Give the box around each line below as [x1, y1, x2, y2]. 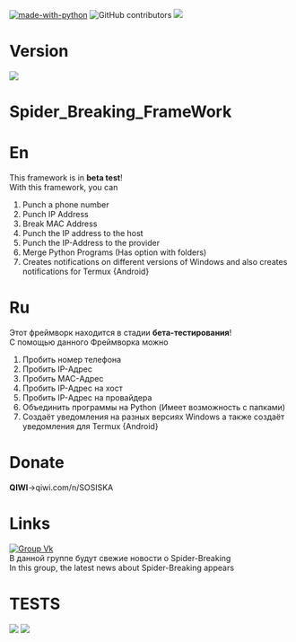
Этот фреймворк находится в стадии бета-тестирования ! [9, 328, 232, 338]
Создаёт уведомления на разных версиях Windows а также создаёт [22, 411, 285, 422]
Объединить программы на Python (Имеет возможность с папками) [22, 402, 285, 412]
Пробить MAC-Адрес [22, 374, 104, 383]
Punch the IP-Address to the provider [22, 238, 160, 249]
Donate [9, 453, 65, 473]
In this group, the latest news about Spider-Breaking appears [9, 562, 235, 573]
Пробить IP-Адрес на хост [22, 383, 123, 393]
